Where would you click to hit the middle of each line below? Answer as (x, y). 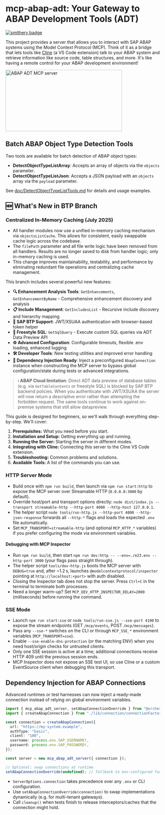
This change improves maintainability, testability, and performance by (83, 262)
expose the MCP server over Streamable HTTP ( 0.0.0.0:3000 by (77, 491)
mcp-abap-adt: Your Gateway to (73, 9)
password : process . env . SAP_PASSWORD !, (50, 745)
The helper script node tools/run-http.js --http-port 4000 (73, 512)
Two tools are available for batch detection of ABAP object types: (71, 156)
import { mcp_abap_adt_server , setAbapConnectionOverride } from (73, 709)
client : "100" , (25, 736)
